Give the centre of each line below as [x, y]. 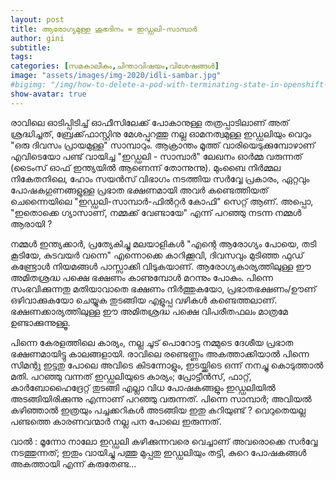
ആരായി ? [31, 223]
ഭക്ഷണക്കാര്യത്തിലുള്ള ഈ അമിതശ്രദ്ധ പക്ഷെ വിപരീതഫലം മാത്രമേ [149, 311]
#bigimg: [28, 85]
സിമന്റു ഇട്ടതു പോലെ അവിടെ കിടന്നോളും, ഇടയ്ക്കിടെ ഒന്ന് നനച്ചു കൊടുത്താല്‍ [167, 365]
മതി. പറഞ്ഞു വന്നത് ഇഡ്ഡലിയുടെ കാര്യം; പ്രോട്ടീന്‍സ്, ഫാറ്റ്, [131, 376]
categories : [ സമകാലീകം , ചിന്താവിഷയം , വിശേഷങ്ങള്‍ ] [115, 66]
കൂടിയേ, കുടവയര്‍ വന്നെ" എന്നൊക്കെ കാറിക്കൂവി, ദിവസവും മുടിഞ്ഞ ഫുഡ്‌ [157, 255]
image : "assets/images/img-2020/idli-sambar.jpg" [116, 76]
